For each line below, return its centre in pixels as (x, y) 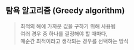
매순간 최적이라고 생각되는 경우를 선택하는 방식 (74, 41)
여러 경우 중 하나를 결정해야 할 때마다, (64, 33)
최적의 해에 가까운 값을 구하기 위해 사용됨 (68, 26)
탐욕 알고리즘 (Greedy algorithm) (65, 11)
